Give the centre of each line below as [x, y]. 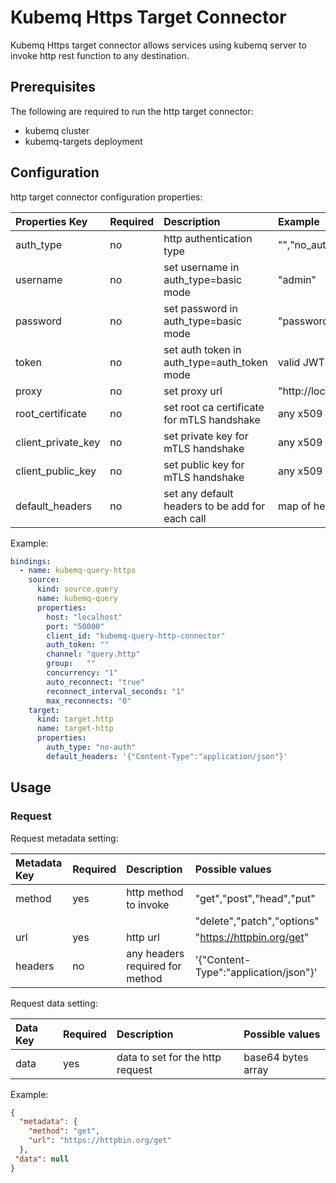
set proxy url [193, 391]
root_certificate [51, 413]
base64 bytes [276, 1057]
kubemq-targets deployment [83, 141]
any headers [155, 953]
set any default [198, 493]
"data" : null [42, 1159]
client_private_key [58, 442]
